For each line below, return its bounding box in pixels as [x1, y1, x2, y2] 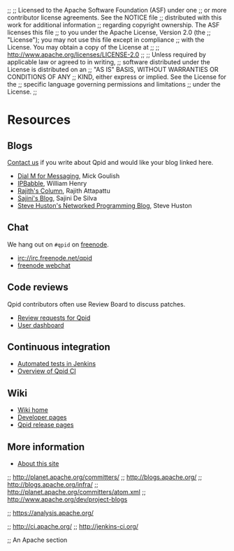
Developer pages [17, 413, 67, 422]
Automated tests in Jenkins [17, 360, 96, 368]
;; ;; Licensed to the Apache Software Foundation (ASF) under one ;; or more [7, 6, 227, 14]
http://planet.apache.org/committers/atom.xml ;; [7, 488, 146, 497]
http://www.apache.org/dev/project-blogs [7, 495, 128, 504]
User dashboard [17, 321, 64, 329]
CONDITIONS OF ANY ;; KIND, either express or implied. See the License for [7, 73, 227, 81]
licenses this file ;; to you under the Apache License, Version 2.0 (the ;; [7, 28, 211, 36]
